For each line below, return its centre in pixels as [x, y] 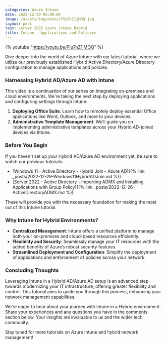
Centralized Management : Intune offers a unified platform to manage [83, 231]
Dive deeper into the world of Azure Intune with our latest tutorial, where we [83, 57]
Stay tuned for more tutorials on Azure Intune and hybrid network [72, 332]
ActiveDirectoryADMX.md [38, 192]
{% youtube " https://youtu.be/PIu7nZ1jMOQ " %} [55, 47]
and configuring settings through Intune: [46, 102]
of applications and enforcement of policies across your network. [79, 257]
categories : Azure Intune [32, 10]
